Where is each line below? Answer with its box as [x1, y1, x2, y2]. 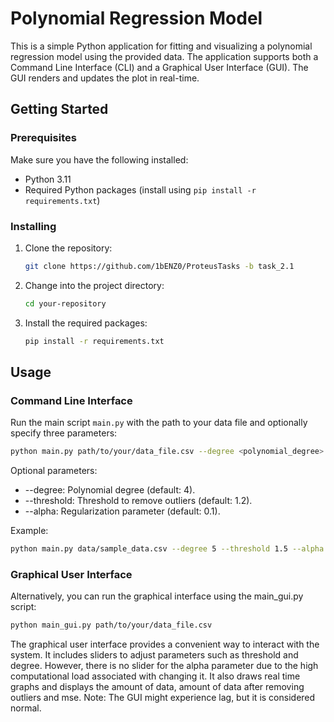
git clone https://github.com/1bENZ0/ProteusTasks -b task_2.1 [24, 261, 295, 271]
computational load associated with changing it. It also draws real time [10, 670, 301, 682]
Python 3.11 [24, 173, 72, 185]
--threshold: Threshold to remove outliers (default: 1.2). [24, 495, 253, 507]
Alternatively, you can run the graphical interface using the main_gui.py [10, 590, 304, 602]
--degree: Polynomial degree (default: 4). [24, 484, 196, 496]
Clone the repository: [24, 242, 113, 254]
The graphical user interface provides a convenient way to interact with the [10, 638, 320, 651]
